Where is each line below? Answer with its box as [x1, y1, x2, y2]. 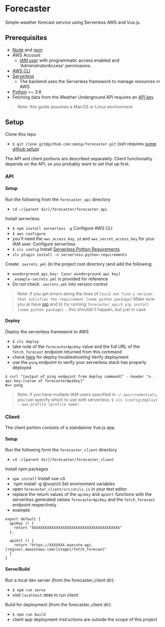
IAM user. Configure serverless [12, 241, 76, 247]
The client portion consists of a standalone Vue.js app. [5, 425, 116, 431]
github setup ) [12, 146, 40, 152]
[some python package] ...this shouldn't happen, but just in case [17, 306, 146, 312]
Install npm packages [5, 466, 48, 472]
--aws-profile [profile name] [17, 402, 80, 407]
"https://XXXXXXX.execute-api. [29, 542, 94, 548]
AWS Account [12, 52, 41, 58]
